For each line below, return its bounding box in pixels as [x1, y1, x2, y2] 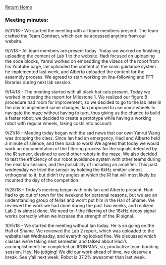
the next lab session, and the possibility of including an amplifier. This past [5, 162, 158, 168]
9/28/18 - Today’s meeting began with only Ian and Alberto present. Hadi [5, 187, 154, 193]
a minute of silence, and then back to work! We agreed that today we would [5, 140, 160, 146]
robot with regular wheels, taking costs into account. [5, 121, 112, 127]
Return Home [5, 4, 32, 10]
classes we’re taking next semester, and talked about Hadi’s [5, 238, 127, 244]
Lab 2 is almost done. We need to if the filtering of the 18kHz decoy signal [5, 208, 156, 214]
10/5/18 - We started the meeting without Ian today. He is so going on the [5, 222, 155, 229]
